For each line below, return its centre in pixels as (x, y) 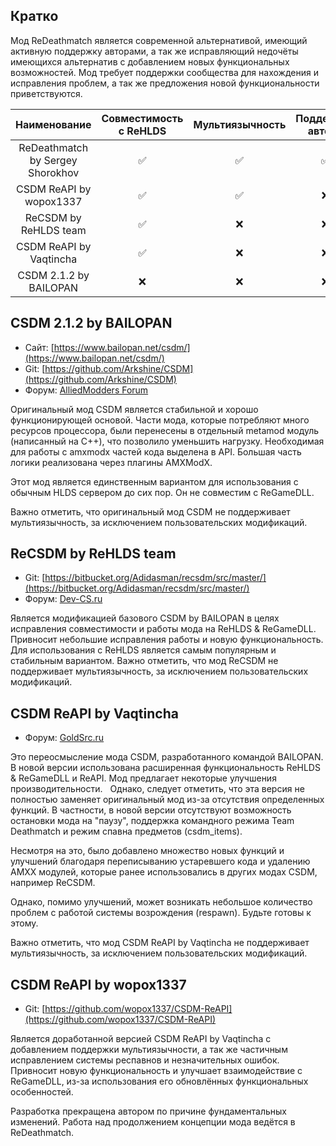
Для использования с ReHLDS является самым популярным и (143, 650)
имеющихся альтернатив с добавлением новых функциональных (150, 61)
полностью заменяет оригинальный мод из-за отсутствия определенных (167, 800)
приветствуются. (46, 93)
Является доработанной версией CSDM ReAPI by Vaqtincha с (141, 1039)
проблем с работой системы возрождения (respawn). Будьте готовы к (161, 913)
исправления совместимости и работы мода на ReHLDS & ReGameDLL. (163, 629)
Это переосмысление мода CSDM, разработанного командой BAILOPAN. (167, 757)
